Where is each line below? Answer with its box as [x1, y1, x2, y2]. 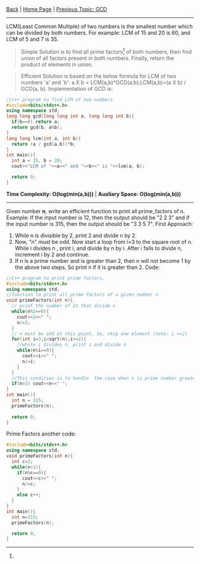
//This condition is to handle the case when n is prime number [11, 375, 177, 381]
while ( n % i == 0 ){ [17, 347, 55, 354]
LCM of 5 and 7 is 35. [6, 36, 58, 42]
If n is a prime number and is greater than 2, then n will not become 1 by [14, 257, 191, 264]
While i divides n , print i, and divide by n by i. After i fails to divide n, [14, 244, 183, 252]
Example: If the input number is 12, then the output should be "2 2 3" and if [6, 214, 190, 221]
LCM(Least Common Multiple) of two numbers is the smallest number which [6, 23, 193, 30]
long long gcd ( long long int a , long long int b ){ [6, 114, 135, 119]
